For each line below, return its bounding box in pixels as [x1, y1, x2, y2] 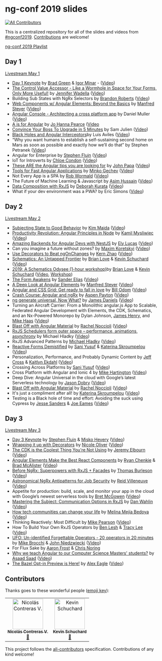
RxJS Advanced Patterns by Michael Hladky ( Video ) [12, 338, 116, 344]
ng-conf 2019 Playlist [5, 43, 48, 49]
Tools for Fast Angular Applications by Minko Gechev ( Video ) [12, 168, 134, 174]
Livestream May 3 [5, 427, 41, 433]
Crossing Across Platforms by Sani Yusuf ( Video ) [12, 364, 110, 370]
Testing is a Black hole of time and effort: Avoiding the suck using [12, 395, 143, 401]
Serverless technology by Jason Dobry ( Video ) [12, 380, 106, 385]
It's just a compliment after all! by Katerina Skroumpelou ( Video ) [12, 390, 140, 396]
